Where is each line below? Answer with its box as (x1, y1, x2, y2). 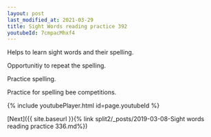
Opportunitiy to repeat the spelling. (7, 61, 107, 70)
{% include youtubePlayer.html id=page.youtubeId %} (7, 101, 160, 110)
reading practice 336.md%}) (7, 122, 88, 131)
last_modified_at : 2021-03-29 (7, 17, 94, 23)
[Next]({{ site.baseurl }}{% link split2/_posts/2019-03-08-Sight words (7, 115, 205, 123)
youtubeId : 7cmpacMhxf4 (7, 29, 76, 36)
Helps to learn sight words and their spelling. (7, 48, 134, 56)
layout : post (7, 10, 45, 17)
